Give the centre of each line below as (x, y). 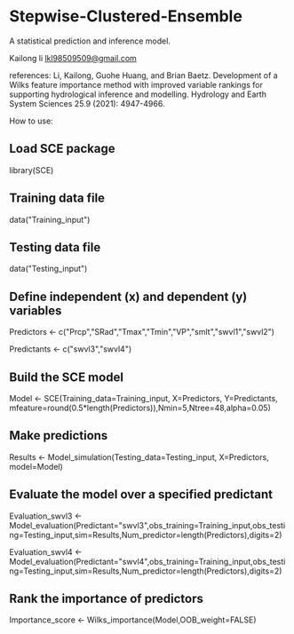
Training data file (57, 198)
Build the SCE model (67, 377)
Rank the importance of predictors (107, 599)
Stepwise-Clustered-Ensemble (126, 16)
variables (36, 310)
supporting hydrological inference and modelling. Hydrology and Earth (138, 94)
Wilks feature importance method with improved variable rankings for (136, 84)
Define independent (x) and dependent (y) (128, 296)
